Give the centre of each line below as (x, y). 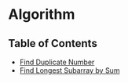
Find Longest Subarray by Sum (69, 70)
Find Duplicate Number (57, 62)
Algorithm (42, 14)
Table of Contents (53, 43)
